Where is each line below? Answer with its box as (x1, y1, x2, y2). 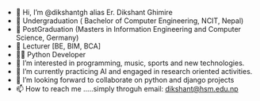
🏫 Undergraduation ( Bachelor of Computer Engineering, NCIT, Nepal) (15, 16, 244, 25)
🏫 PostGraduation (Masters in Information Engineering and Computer (15, 25, 242, 33)
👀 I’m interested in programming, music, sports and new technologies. (15, 58, 245, 68)
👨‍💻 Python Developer (15, 50, 86, 59)
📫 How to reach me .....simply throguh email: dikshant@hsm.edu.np (15, 84, 239, 93)
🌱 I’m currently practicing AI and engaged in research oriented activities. (15, 67, 253, 76)
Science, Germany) (15, 33, 79, 42)
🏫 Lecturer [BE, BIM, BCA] (15, 41, 101, 51)
